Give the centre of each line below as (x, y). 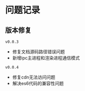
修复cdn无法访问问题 (34, 77)
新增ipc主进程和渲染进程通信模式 (46, 58)
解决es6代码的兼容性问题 (38, 83)
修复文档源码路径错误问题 (39, 52)
